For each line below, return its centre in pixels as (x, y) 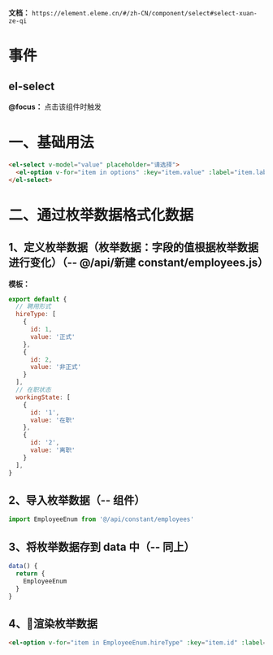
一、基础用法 (52, 143)
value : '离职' (52, 450)
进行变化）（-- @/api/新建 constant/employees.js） (139, 263)
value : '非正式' (56, 367)
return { (30, 573)
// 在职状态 (33, 390)
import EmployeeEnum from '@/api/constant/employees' (102, 519)
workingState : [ (43, 397)
